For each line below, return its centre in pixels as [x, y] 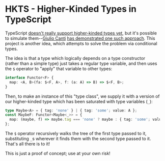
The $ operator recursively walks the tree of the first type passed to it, [76, 134]
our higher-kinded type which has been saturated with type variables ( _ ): [79, 101]
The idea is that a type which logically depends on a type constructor [75, 58]
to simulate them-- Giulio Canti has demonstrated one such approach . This [80, 38]
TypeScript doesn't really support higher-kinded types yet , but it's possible [81, 33]
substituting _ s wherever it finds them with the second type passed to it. [78, 139]
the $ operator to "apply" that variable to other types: [59, 68]
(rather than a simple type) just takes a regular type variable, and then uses [81, 63]
